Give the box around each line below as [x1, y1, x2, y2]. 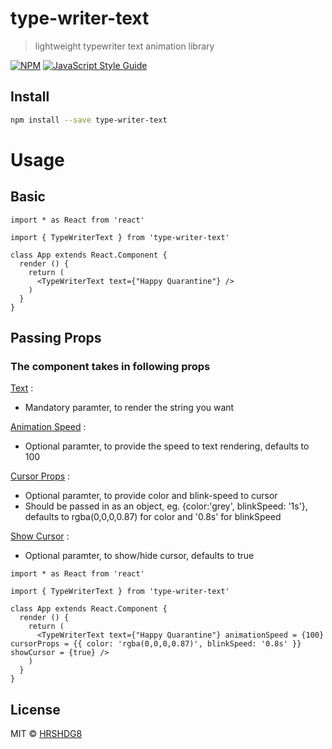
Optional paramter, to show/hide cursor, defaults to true [24, 550, 255, 562]
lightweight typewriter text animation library [34, 40, 215, 52]
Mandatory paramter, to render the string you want [24, 402, 235, 414]
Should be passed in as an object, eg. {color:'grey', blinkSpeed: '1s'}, [24, 500, 308, 512]
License [10, 701, 61, 718]
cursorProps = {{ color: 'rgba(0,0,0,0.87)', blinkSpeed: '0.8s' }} [10, 639, 302, 649]
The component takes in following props [10, 359, 211, 373]
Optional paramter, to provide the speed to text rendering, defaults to [24, 440, 310, 452]
